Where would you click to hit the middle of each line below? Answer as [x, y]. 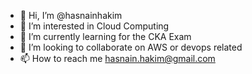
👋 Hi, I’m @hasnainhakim [71, 15]
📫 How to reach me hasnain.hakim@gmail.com [117, 58]
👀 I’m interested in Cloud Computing [94, 26]
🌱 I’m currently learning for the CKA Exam [105, 36]
